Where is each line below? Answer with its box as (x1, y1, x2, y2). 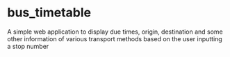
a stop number (7, 42, 49, 50)
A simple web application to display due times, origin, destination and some (7, 27, 224, 36)
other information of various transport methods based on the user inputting (7, 34, 222, 43)
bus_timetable (7, 5, 92, 21)
